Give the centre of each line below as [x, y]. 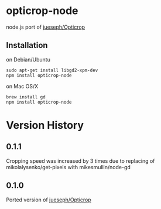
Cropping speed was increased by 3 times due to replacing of [80, 161]
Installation [27, 45]
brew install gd [26, 97]
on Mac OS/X [22, 86]
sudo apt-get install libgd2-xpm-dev [52, 70]
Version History [45, 125]
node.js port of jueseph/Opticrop [46, 27]
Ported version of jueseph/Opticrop [49, 200]
